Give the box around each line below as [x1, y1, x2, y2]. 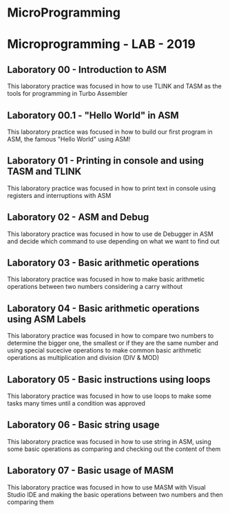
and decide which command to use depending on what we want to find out [7, 237, 220, 245]
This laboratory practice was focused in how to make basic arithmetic [7, 275, 205, 283]
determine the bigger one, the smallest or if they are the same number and [7, 339, 219, 348]
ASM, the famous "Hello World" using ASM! [7, 135, 131, 143]
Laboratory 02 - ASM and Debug [7, 212, 149, 223]
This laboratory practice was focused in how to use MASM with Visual [7, 483, 206, 491]
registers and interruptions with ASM [7, 191, 112, 199]
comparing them [7, 498, 54, 506]
